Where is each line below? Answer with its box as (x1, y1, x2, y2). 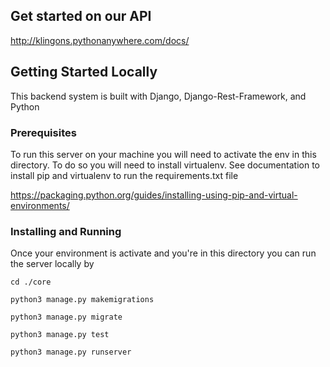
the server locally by (10, 258, 95, 270)
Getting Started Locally (10, 64, 158, 81)
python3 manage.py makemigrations (10, 295, 155, 305)
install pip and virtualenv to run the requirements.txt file (10, 169, 239, 181)
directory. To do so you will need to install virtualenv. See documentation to (10, 159, 320, 171)
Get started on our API (10, 8, 152, 25)
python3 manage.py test (10, 330, 110, 340)
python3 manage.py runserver (10, 347, 132, 358)
